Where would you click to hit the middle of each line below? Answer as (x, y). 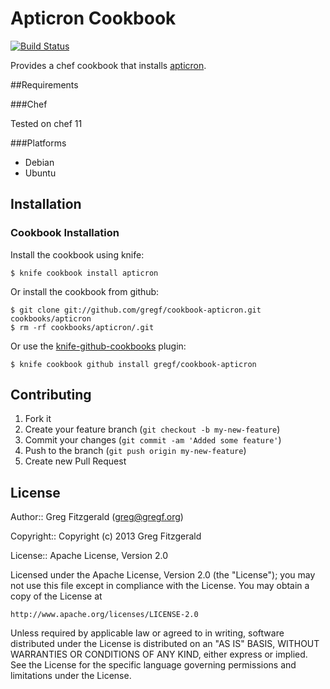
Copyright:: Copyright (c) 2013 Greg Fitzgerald (106, 536)
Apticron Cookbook (93, 18)
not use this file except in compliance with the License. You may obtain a (160, 586)
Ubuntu (40, 173)
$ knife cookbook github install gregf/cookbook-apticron (133, 364)
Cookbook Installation (65, 233)
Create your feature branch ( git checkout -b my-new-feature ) (152, 429)
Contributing (51, 395)
